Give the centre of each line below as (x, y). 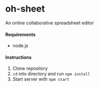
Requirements (21, 34)
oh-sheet (25, 9)
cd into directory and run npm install (51, 74)
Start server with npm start (41, 79)
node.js (21, 46)
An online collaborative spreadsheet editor (49, 23)
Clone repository (30, 68)
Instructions (19, 57)
